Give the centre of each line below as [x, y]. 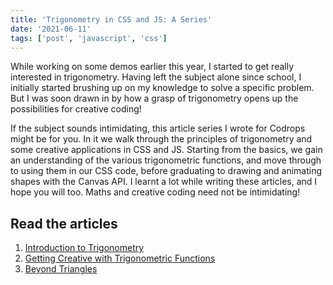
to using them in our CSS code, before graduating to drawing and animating [166, 171]
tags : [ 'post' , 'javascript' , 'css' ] [89, 38]
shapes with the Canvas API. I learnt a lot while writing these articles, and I [164, 182]
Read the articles [64, 223]
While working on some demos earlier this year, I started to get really [152, 67]
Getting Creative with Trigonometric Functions [120, 258]
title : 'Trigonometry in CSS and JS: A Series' [111, 19]
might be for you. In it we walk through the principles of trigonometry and [161, 139]
